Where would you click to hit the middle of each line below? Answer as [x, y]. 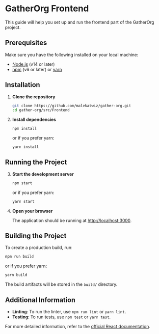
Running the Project [36, 162]
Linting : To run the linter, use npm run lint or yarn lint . [69, 312]
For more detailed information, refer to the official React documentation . [78, 326]
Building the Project [36, 236]
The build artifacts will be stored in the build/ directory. [61, 284]
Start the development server [43, 174]
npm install [24, 129]
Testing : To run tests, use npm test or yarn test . [61, 317]
